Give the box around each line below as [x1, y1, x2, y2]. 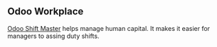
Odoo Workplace [7, 6, 84, 18]
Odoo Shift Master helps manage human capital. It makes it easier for [7, 24, 211, 32]
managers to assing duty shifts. [7, 32, 100, 40]
